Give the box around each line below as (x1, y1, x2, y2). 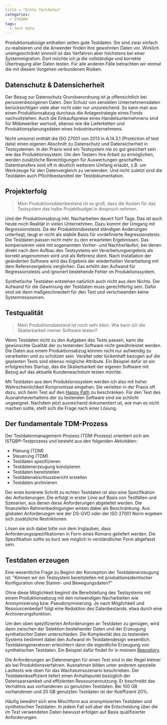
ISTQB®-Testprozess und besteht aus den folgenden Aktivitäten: (5, 438, 138, 444)
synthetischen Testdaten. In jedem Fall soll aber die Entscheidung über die (5, 703, 158, 710)
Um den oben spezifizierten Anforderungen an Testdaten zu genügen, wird (5, 620, 160, 626)
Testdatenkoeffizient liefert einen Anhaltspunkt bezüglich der (5, 673, 131, 679)
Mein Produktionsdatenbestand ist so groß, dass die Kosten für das (17, 200, 156, 206)
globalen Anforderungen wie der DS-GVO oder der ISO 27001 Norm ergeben (5, 510, 163, 516)
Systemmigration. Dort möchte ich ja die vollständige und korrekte (5, 55, 141, 61)
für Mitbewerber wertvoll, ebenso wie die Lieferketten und (5, 120, 125, 126)
